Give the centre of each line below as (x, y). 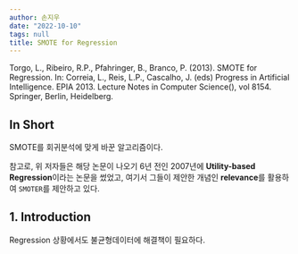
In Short (32, 125)
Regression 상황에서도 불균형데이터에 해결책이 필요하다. (107, 240)
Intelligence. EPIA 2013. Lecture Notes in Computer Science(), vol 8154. (141, 87)
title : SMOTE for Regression (63, 42)
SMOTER (30, 190)
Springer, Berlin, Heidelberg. (62, 97)
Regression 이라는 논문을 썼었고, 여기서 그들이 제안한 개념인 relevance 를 (137, 178)
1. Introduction (50, 217)
